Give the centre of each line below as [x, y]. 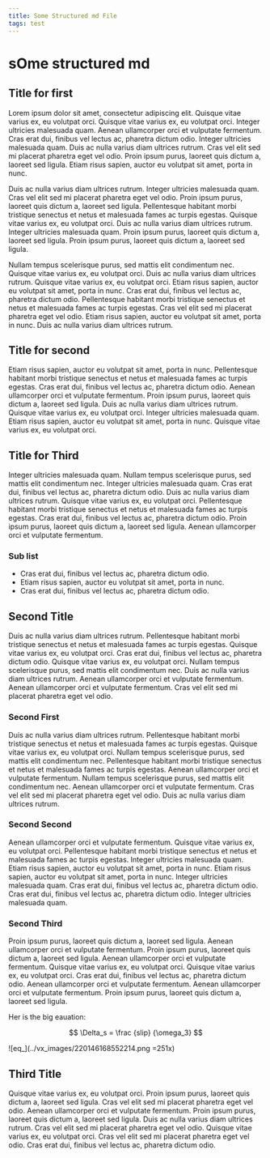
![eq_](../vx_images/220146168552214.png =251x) [92, 1049]
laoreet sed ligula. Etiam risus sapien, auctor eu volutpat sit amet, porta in [131, 164]
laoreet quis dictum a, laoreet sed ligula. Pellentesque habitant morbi [122, 206]
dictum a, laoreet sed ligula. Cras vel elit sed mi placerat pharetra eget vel [131, 1101]
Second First [34, 717]
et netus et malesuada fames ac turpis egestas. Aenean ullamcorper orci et [133, 769]
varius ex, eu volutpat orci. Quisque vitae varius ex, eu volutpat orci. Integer [134, 121]
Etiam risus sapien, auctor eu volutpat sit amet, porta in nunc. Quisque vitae [134, 421]
